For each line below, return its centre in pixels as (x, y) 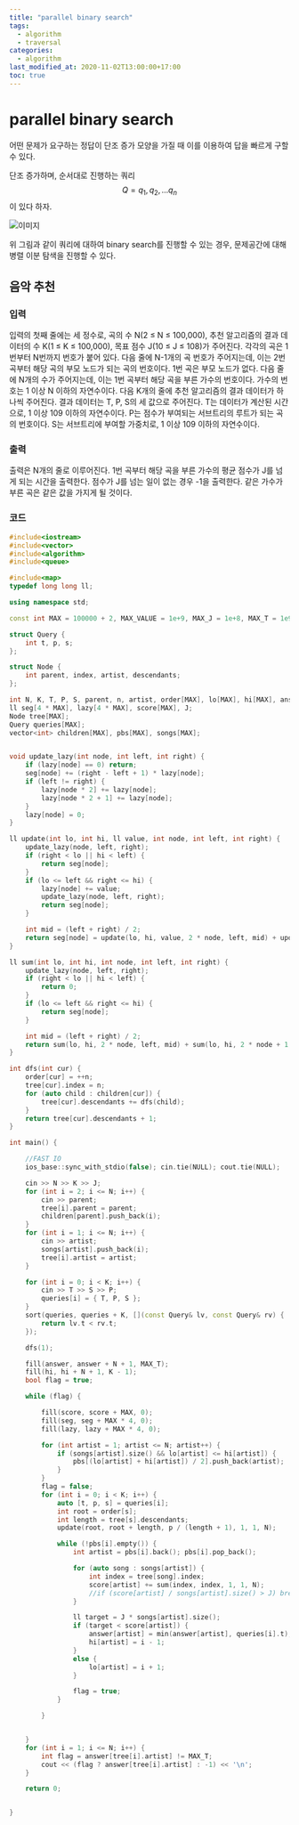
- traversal (40, 42)
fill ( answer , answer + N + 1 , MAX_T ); (97, 1364)
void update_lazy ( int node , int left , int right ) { (107, 757)
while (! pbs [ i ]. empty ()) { (107, 1544)
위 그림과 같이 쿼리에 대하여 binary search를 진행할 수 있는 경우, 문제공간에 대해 (148, 245)
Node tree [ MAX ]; (39, 716)
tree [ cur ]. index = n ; (65, 1086)
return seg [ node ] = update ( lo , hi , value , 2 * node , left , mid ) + (151, 937)
